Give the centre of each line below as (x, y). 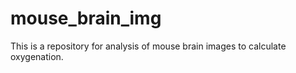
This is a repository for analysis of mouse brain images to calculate (148, 46)
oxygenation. (37, 56)
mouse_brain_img (86, 18)
